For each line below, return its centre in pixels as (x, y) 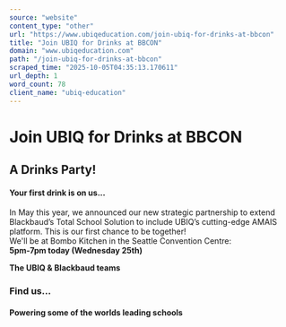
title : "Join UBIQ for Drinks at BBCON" (86, 43)
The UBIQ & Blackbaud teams (65, 268)
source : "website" (43, 17)
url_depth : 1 (34, 76)
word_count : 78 (38, 84)
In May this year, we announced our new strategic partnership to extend (143, 212)
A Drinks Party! (53, 170)
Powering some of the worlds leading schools (96, 312)
